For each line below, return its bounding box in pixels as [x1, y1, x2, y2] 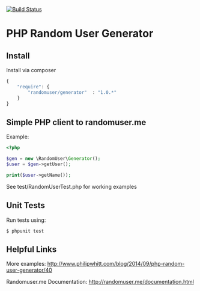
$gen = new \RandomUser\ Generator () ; [6, 156, 101, 162]
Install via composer [6, 67, 56, 73]
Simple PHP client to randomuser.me [6, 117, 147, 127]
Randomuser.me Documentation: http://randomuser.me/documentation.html [6, 278, 194, 286]
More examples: [6, 260, 46, 268]
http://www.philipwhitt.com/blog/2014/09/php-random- [47, 260, 185, 268]
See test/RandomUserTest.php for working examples [6, 183, 137, 190]
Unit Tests [6, 200, 45, 210]
